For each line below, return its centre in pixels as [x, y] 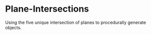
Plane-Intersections [47, 9]
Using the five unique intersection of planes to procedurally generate [76, 22]
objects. [13, 27]
